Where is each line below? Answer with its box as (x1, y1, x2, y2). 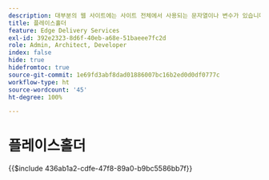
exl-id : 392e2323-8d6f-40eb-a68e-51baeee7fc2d (8, 33, 167, 42)
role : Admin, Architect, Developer (8, 41, 127, 49)
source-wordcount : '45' (8, 85, 88, 94)
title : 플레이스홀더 (8, 19, 66, 27)
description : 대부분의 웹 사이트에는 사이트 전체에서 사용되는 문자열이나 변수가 (8, 11, 239, 20)
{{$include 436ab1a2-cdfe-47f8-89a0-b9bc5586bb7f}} (8, 164, 193, 174)
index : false (8, 49, 52, 57)
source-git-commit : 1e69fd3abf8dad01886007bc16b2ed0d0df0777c (8, 71, 220, 79)
